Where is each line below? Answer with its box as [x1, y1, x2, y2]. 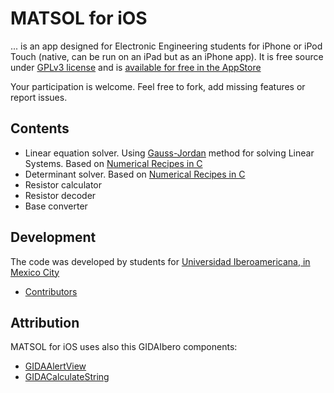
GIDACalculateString [24, 371, 110, 383]
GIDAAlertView [24, 360, 87, 372]
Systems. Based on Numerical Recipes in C [24, 157, 203, 169]
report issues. [10, 91, 68, 103]
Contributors [24, 285, 78, 297]
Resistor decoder [24, 189, 97, 201]
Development [10, 229, 97, 246]
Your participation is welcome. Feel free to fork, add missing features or [10, 80, 306, 92]
